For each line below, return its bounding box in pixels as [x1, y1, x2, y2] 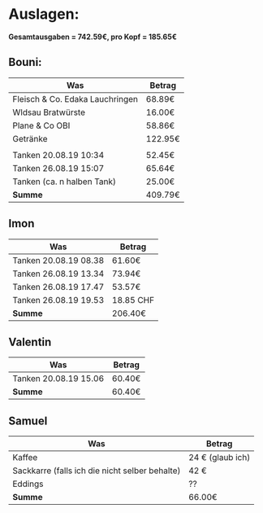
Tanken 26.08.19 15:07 [12, 162, 105, 173]
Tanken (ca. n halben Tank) [12, 176, 116, 187]
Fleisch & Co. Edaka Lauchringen [12, 93, 138, 104]
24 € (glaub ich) [188, 452, 251, 463]
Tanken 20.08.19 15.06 [12, 373, 105, 384]
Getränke [12, 133, 48, 144]
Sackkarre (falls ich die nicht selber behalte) [12, 465, 181, 476]
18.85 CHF [112, 294, 155, 305]
